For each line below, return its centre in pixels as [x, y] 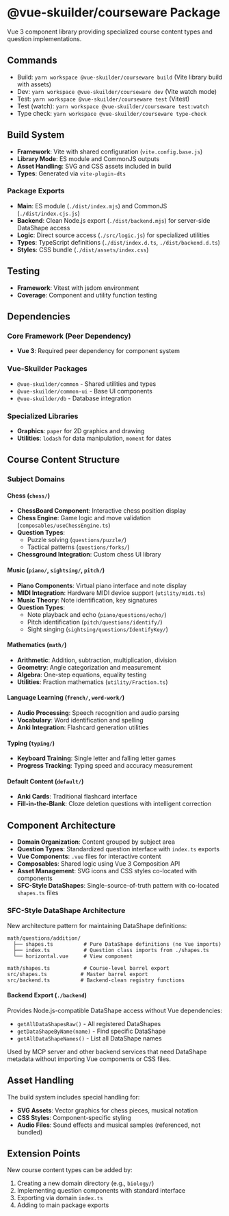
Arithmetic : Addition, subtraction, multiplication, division [97, 660]
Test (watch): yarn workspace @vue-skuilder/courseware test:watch [113, 106]
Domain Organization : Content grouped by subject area [96, 842]
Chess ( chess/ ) [28, 496]
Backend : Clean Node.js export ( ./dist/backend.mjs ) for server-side [113, 220]
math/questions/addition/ [44, 938]
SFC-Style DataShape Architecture [66, 911]
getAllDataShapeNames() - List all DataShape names [89, 1038]
